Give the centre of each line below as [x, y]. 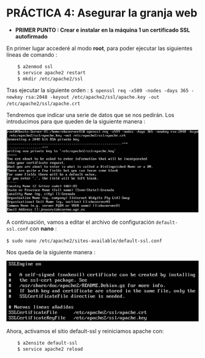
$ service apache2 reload [50, 349]
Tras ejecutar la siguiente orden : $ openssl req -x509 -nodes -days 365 [98, 90]
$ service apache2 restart [52, 73]
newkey [15, 97]
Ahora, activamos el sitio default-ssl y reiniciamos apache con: [85, 331]
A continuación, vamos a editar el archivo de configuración [80, 222]
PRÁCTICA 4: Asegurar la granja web [102, 13]
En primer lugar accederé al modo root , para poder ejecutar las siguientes [99, 48]
